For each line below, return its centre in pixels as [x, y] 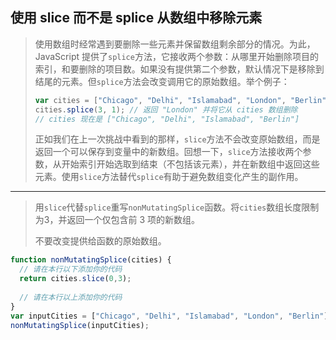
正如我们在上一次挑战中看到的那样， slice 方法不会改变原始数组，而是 [177, 139]
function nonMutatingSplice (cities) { [91, 260]
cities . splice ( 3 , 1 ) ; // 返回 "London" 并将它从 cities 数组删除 [166, 109]
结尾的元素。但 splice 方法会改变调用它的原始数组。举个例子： [162, 81]
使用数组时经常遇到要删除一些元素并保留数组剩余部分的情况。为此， [175, 44]
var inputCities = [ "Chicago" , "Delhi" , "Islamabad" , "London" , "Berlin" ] [169, 316]
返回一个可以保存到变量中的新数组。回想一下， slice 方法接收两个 [168, 152]
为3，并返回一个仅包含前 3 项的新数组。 [117, 220]
